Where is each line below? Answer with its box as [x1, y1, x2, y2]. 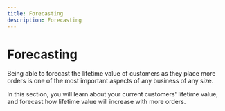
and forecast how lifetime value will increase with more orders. [7, 98, 186, 106]
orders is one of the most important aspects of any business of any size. [7, 77, 214, 85]
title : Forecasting [7, 10, 64, 17]
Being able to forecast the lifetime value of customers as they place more [7, 69, 216, 78]
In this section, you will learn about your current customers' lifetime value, [7, 90, 218, 99]
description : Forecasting [7, 17, 82, 24]
